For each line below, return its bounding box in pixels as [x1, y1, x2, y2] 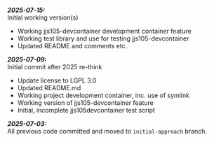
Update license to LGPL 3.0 [17, 76, 97, 85]
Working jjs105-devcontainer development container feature [17, 27, 192, 35]
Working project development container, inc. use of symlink [17, 91, 190, 99]
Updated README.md [17, 84, 81, 92]
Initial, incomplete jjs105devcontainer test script [17, 106, 156, 114]
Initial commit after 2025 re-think [7, 63, 102, 71]
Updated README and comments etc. [17, 42, 128, 50]
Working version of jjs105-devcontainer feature [17, 99, 154, 107]
